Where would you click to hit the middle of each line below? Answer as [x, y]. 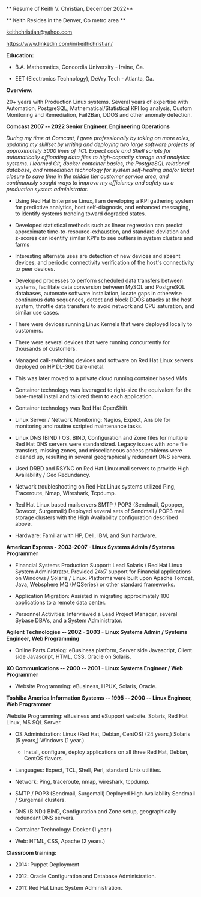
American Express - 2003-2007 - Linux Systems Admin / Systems [91, 547]
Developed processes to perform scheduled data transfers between [99, 280]
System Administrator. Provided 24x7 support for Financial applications [103, 572]
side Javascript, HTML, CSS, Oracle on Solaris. [73, 656]
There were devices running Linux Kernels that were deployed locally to [103, 324]
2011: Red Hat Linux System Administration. [68, 888]
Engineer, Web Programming [43, 638]
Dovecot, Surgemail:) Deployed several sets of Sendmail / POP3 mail [100, 511]
